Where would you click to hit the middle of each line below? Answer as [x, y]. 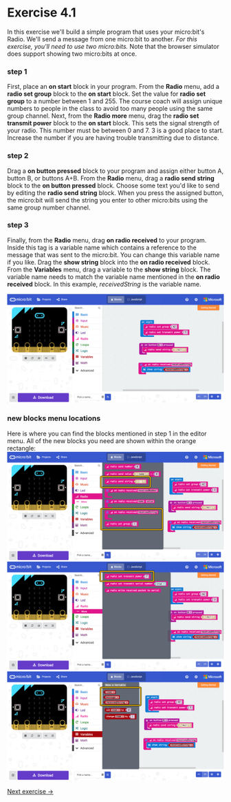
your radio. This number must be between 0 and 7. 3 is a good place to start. [115, 131]
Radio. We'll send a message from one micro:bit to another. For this [102, 39]
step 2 [18, 156]
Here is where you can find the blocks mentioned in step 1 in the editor [107, 433]
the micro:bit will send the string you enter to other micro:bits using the [108, 200]
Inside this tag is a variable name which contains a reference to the [102, 247]
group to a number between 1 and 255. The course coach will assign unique [115, 101]
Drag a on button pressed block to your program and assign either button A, [115, 171]
